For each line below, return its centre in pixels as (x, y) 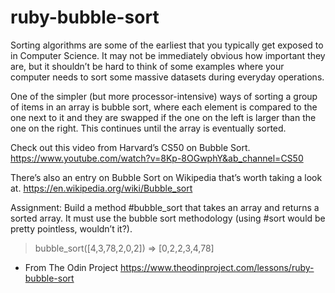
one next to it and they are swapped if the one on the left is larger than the (163, 117)
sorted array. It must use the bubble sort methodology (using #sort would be (168, 218)
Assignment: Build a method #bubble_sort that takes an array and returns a (165, 207)
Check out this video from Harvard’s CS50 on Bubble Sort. (130, 147)
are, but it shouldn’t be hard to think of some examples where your (147, 66)
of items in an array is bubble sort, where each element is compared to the (164, 107)
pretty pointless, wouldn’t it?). (71, 228)
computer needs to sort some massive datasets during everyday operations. (167, 77)
